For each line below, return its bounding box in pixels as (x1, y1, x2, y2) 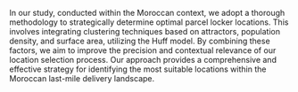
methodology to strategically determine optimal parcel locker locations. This (9, 17, 289, 27)
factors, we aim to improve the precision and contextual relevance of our (9, 45, 277, 56)
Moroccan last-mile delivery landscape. (9, 73, 155, 83)
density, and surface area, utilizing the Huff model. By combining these (9, 35, 270, 46)
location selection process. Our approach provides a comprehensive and (9, 55, 277, 65)
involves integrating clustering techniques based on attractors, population (9, 27, 281, 36)
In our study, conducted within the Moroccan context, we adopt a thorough (9, 8, 286, 18)
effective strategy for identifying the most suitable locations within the (9, 64, 267, 74)
